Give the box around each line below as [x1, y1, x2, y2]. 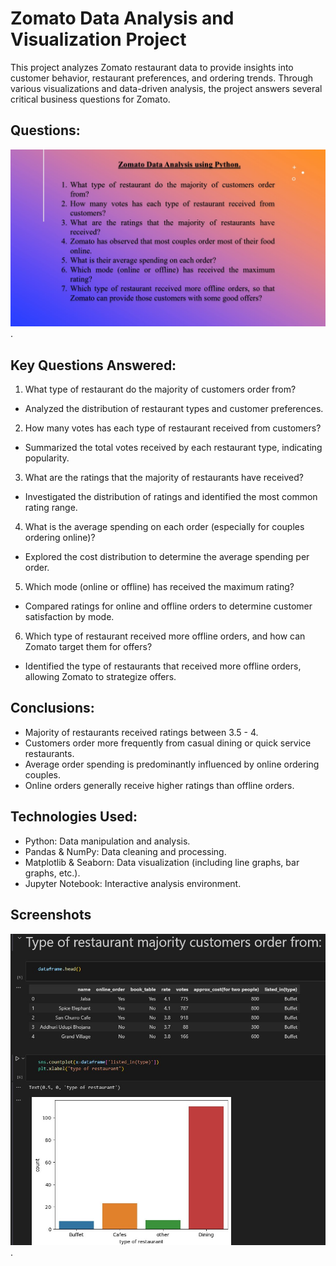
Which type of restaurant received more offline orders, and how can [24, 630, 306, 642]
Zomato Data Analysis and [10, 7, 235, 30]
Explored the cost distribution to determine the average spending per [24, 551, 310, 563]
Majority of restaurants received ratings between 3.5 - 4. [24, 726, 259, 738]
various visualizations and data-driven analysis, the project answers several [10, 82, 323, 94]
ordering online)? [24, 532, 96, 544]
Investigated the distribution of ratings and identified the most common [24, 491, 318, 503]
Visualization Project [10, 28, 187, 51]
